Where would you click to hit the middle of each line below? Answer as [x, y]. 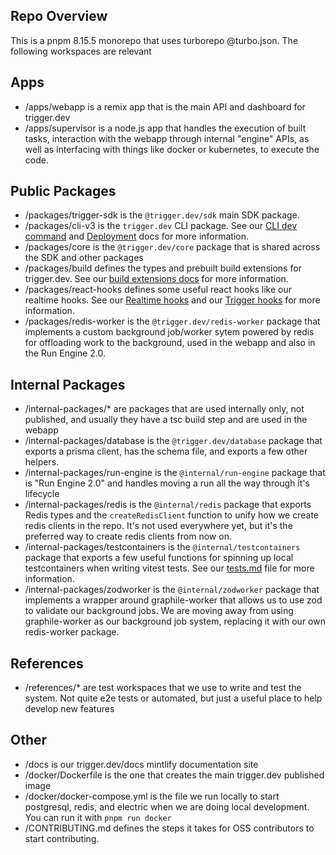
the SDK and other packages [84, 258]
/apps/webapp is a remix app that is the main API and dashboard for [165, 106]
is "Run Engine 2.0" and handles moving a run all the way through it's [167, 483]
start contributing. [62, 838]
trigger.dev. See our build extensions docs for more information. [156, 279]
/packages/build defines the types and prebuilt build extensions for [163, 268]
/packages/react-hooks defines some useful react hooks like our [158, 290]
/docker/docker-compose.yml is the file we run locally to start [152, 796]
